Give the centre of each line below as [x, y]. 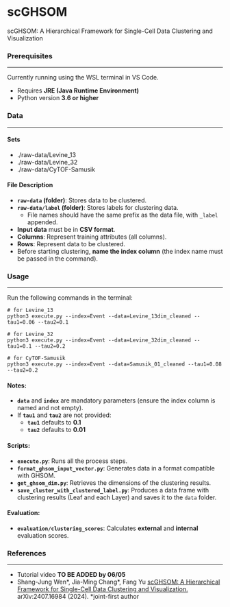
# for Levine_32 [30, 334]
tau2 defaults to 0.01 [56, 430]
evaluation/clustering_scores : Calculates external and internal [107, 528]
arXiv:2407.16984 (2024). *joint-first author [78, 597]
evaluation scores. [43, 535]
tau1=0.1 [20, 346]
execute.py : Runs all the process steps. [72, 461]
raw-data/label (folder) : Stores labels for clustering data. [98, 207]
